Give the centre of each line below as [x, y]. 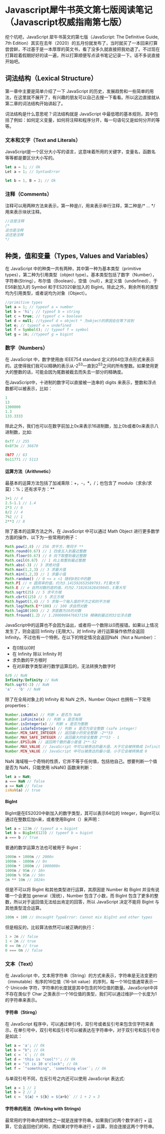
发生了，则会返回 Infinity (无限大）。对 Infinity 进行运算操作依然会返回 [75, 631]
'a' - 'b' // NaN [23, 689]
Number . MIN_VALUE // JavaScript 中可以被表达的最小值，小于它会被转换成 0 [76, 751]
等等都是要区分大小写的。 [31, 158]
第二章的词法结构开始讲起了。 [35, 103]
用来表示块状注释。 [25, 212]
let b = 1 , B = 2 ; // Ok [30, 180]
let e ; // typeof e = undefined [38, 325]
